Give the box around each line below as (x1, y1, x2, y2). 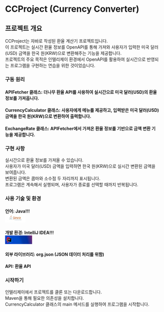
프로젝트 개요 (5, 24, 43, 32)
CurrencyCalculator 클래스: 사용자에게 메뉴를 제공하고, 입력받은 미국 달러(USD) (5, 107, 159, 113)
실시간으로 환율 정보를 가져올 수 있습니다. (5, 157, 84, 163)
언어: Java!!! (5, 208, 30, 214)
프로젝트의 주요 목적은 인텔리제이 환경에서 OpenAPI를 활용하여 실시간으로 (5, 56, 146, 62)
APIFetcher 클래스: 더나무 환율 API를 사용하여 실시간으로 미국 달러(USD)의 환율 (5, 89, 157, 95)
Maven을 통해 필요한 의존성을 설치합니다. (5, 295, 84, 301)
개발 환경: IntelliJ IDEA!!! (5, 230, 54, 236)
